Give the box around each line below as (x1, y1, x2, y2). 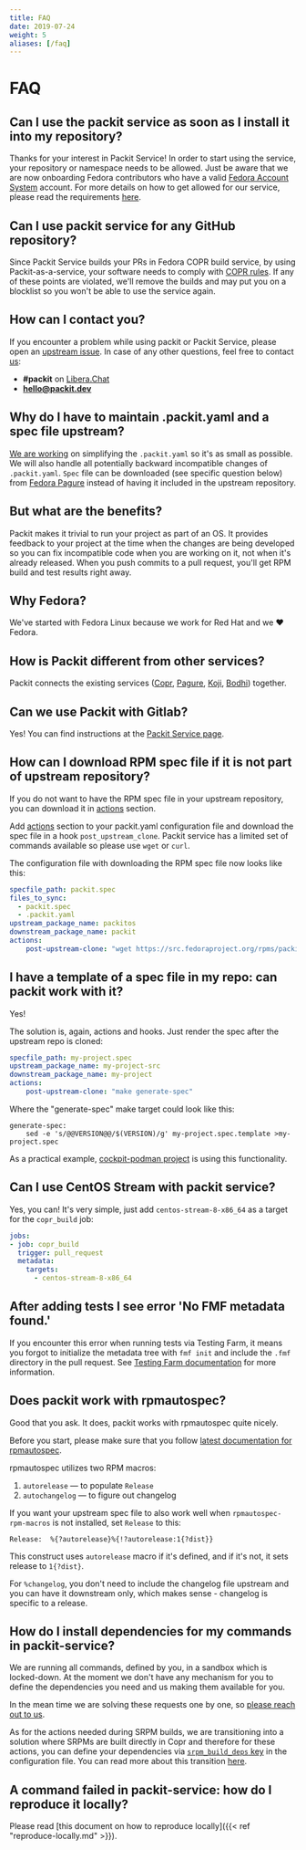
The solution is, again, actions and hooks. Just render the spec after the (9, 1026, 280, 1037)
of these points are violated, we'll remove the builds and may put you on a (9, 276, 287, 287)
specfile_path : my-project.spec (9, 1053, 132, 1062)
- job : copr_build (9, 1239, 79, 1249)
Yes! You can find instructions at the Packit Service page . (9, 727, 225, 739)
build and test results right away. (9, 567, 132, 578)
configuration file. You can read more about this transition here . (9, 1756, 248, 1767)
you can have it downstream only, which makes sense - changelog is (9, 1587, 269, 1598)
